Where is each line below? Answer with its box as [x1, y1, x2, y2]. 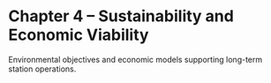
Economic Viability [8, 25, 149, 45]
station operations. [8, 64, 77, 74]
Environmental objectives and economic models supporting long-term [8, 54, 263, 64]
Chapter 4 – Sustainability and [8, 6, 235, 26]
